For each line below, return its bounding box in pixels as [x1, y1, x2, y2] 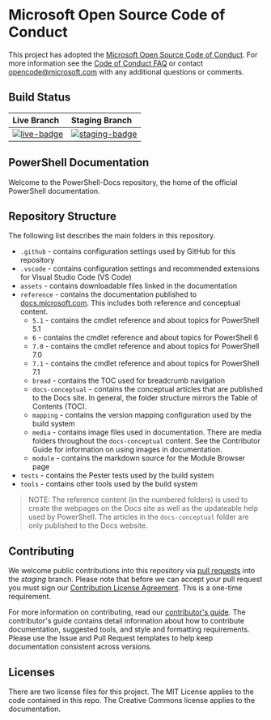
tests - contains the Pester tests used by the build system [19, 470, 214, 480]
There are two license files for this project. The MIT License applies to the [8, 687, 255, 696]
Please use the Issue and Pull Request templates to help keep [8, 633, 214, 643]
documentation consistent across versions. [8, 642, 152, 652]
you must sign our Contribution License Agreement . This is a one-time [8, 583, 243, 593]
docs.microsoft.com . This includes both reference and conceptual [19, 298, 241, 308]
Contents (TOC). [32, 401, 87, 411]
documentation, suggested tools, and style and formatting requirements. [8, 624, 250, 634]
